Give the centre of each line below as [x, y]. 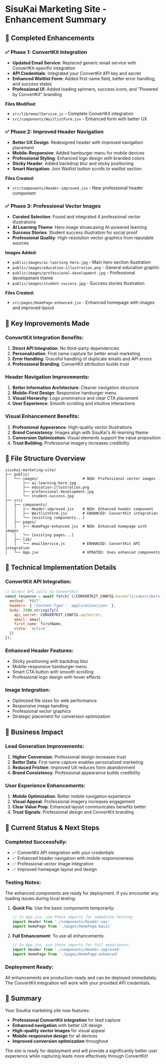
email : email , [28, 619]
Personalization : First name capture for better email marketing [76, 354]
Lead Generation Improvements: [45, 746]
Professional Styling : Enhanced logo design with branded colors [78, 158]
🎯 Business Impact [34, 732]
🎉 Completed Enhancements [50, 38]
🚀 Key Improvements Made [47, 323]
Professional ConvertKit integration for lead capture [66, 1020]
